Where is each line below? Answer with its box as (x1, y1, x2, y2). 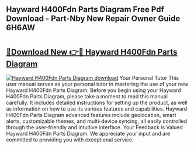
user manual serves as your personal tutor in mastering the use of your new (6, 81, 189, 87)
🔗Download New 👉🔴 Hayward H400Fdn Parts (6, 47, 178, 57)
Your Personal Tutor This (119, 74, 179, 81)
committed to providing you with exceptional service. (6, 136, 134, 143)
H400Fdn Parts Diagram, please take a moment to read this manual (6, 93, 168, 100)
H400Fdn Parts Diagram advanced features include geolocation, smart (6, 112, 176, 118)
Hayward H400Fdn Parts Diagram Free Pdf (6, 5, 165, 15)
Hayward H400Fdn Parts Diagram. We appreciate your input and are (6, 130, 171, 137)
